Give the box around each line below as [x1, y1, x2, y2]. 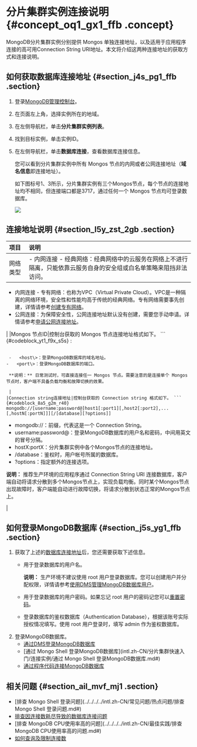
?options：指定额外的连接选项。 [14, 458, 92, 465]
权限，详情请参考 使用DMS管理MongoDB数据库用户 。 [28, 581, 157, 588]
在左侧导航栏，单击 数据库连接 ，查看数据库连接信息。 [14, 147, 144, 154]
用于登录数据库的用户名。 [23, 561, 86, 568]
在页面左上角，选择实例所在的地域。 [14, 110, 103, 117]
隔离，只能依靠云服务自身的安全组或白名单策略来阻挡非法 [28, 264, 188, 272]
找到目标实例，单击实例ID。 [14, 135, 82, 142]
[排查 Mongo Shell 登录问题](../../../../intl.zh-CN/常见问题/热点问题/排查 [14, 698, 185, 705]
